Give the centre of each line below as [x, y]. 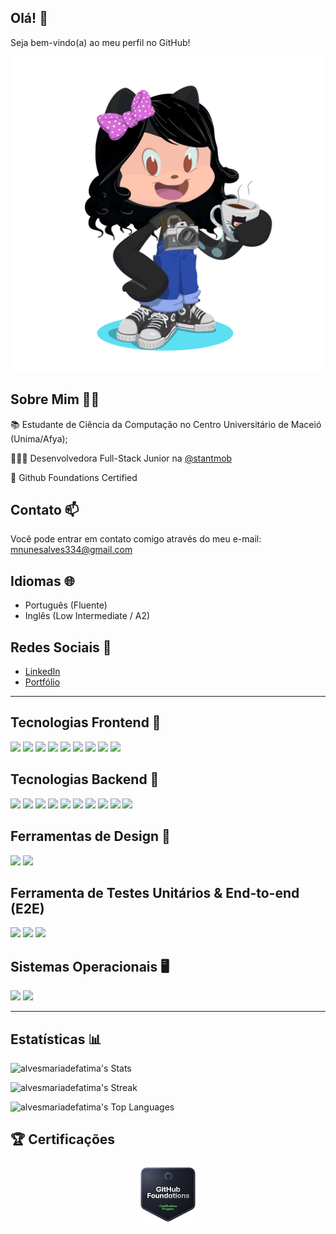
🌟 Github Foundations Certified [74, 477]
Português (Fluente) [66, 605]
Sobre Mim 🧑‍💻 [55, 399]
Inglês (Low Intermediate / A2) [87, 616]
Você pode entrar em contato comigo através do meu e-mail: [136, 539]
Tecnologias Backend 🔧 [85, 779]
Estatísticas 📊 [56, 1039]
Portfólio [42, 682]
